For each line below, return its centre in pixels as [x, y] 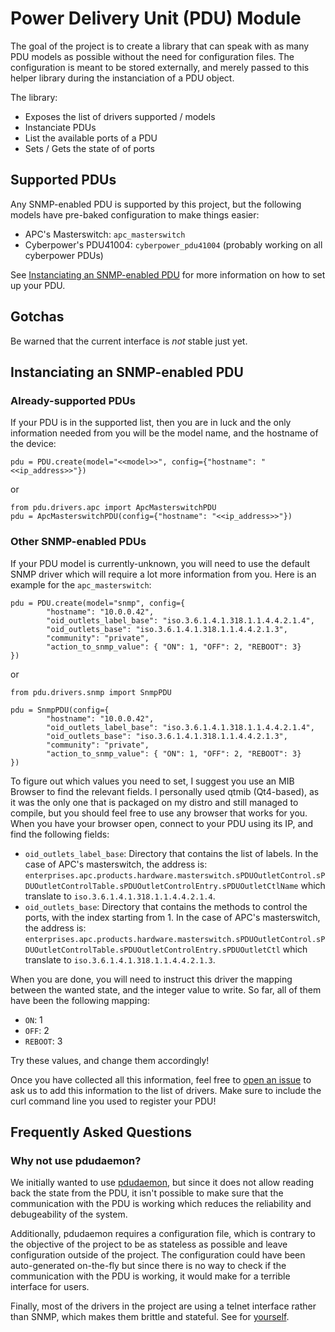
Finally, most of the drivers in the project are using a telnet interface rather [163, 1306]
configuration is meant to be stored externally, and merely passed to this [160, 67]
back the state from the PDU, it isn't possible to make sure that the [147, 1193]
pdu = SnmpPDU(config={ [60, 710]
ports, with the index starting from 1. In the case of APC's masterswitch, [172, 917]
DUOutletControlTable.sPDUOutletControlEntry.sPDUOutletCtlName [161, 886]
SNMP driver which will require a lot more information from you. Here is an [163, 574]
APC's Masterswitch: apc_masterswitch [105, 234]
